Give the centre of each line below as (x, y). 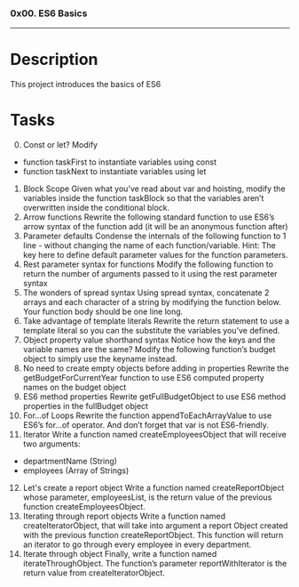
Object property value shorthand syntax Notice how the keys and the (149, 340)
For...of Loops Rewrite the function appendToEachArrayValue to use (147, 415)
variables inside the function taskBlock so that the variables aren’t (143, 198)
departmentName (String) (70, 462)
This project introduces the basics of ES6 (86, 84)
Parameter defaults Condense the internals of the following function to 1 (154, 236)
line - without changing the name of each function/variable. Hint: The (149, 245)
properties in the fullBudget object (86, 406)
